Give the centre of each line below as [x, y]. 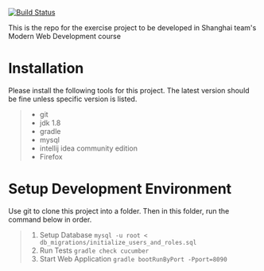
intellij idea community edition [88, 148]
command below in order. [50, 219]
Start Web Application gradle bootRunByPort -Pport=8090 [134, 258]
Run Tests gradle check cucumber [94, 250]
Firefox [51, 156]
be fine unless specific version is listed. [73, 99]
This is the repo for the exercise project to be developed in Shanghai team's [132, 27]
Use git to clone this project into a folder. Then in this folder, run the [119, 210]
